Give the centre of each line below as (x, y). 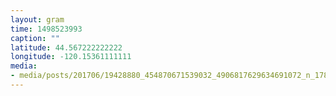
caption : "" (35, 38)
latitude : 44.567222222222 (66, 47)
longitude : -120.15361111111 (71, 57)
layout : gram (37, 19)
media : (24, 66)
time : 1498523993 (46, 29)
